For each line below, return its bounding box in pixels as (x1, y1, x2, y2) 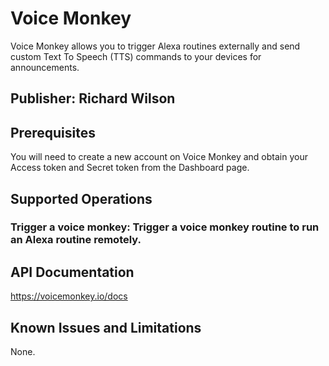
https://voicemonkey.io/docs (10, 290, 128, 302)
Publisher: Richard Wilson (10, 90, 176, 107)
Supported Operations (10, 190, 153, 207)
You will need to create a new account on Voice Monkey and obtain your (10, 151, 308, 163)
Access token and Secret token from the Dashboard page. (10, 162, 250, 174)
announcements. (10, 61, 80, 73)
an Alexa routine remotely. (10, 233, 142, 247)
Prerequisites (10, 124, 96, 141)
